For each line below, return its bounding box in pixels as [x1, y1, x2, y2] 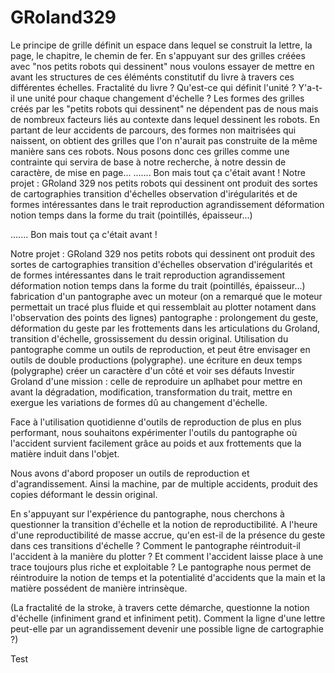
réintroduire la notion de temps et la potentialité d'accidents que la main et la [10, 571, 326, 583]
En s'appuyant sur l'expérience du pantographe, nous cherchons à [10, 507, 285, 520]
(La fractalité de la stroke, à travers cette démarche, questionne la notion [10, 601, 310, 613]
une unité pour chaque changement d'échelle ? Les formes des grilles [16, 92, 305, 104]
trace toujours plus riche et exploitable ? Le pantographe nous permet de [10, 561, 312, 573]
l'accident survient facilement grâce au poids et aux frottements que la [10, 437, 302, 449]
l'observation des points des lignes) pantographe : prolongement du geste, [10, 311, 319, 323]
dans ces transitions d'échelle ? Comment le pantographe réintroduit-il [10, 539, 301, 551]
